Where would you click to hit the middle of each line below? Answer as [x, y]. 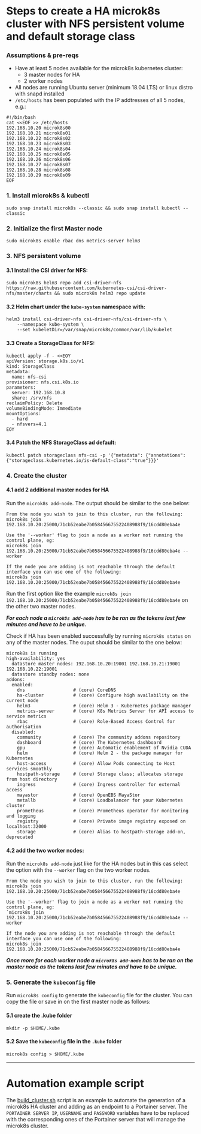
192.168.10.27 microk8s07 [38, 165]
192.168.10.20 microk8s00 [38, 128]
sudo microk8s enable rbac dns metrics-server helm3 [73, 241]
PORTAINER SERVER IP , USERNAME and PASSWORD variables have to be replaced [98, 1113]
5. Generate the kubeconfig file [51, 982]
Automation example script [75, 1084]
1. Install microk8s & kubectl [48, 196]
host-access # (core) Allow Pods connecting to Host [96, 763]
